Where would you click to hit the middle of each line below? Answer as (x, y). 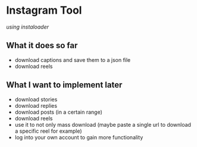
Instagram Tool (44, 10)
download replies (36, 105)
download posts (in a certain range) (59, 112)
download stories (36, 99)
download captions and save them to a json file (73, 60)
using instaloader (28, 27)
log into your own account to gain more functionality (79, 137)
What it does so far (42, 46)
